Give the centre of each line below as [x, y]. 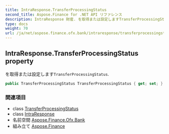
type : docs [17, 24]
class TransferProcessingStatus [46, 108]
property [19, 61]
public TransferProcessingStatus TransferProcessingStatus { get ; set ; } [84, 83]
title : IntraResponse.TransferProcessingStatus [56, 10]
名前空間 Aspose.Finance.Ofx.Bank [49, 120]
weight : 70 [17, 29]
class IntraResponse [33, 114]
